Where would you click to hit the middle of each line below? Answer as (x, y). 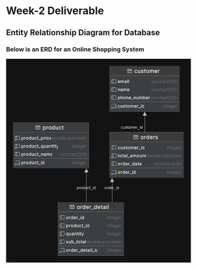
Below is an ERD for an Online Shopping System (75, 49)
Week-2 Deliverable (55, 11)
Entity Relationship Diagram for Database (83, 33)
